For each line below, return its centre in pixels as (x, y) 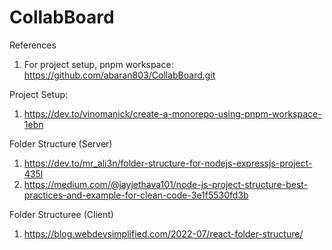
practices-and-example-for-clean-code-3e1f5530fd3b (136, 195)
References (33, 45)
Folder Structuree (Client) (61, 214)
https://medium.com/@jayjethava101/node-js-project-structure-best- (166, 184)
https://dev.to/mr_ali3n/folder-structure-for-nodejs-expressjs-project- (168, 163)
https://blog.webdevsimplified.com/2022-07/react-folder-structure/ (163, 233)
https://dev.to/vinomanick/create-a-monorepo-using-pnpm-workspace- (172, 113)
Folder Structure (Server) (61, 143)
